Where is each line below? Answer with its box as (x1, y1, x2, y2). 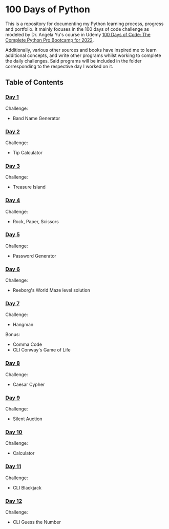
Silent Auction (12, 416, 43, 422)
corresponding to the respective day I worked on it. (5, 63, 114, 69)
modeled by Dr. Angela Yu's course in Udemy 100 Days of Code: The (5, 31, 151, 37)
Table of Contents (5, 78, 64, 87)
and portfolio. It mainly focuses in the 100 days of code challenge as (5, 26, 150, 32)
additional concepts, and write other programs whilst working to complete (5, 52, 161, 58)
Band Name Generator (12, 115, 60, 121)
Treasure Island (12, 184, 46, 190)
